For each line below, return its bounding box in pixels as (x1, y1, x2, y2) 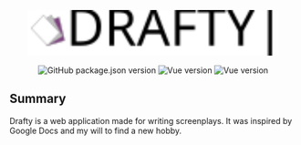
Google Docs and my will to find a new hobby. (9, 125, 182, 136)
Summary (9, 91, 67, 107)
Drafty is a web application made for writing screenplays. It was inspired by (9, 115, 293, 126)
